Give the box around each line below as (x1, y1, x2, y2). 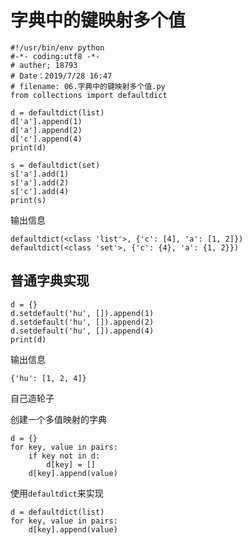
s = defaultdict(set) (10, 160, 101, 170)
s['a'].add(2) (10, 177, 70, 188)
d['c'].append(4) (10, 134, 83, 144)
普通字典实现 (10, 272, 90, 290)
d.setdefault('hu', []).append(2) (10, 317, 155, 327)
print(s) (10, 195, 47, 205)
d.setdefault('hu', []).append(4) (10, 326, 155, 336)
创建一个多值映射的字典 (10, 413, 107, 425)
